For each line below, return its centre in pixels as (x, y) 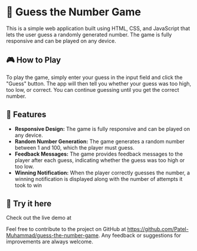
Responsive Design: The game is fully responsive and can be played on (102, 128)
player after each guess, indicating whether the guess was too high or (100, 160)
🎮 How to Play (34, 60)
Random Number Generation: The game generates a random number (99, 141)
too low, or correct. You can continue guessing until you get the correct (93, 90)
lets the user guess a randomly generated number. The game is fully (89, 34)
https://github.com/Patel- (158, 229)
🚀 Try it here (29, 204)
